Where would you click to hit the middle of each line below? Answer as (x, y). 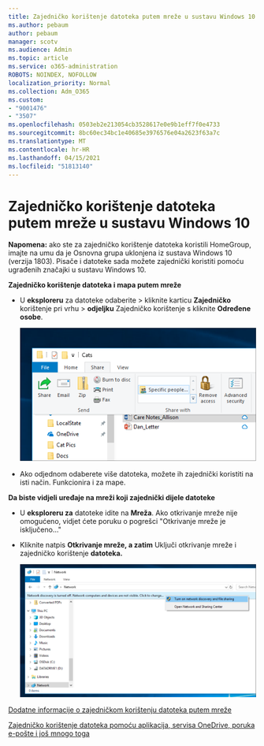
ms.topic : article (38, 58)
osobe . (31, 317)
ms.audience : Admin (40, 50)
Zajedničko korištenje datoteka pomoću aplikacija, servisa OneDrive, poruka (132, 725)
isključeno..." (40, 530)
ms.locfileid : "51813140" (50, 166)
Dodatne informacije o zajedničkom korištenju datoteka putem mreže (120, 710)
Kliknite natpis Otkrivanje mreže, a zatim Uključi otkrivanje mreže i (128, 545)
